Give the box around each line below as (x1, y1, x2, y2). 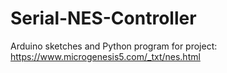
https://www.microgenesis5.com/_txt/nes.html (10, 50, 201, 62)
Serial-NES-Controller (10, 7, 197, 30)
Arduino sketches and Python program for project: (10, 40, 218, 52)
